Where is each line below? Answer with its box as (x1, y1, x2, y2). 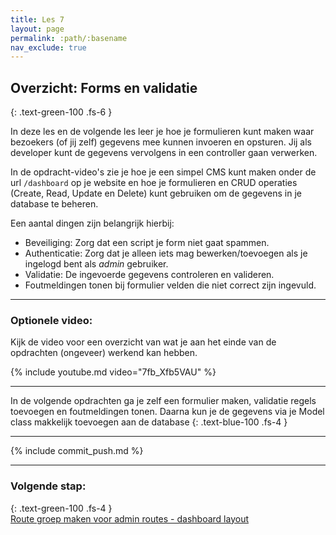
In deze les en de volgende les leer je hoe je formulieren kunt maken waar (10, 126, 315, 138)
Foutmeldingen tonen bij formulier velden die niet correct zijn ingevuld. (24, 279, 317, 291)
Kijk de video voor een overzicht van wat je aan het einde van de (10, 336, 277, 348)
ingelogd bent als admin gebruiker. (24, 258, 169, 270)
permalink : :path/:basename (10, 33, 128, 43)
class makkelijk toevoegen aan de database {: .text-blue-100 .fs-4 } (10, 416, 288, 428)
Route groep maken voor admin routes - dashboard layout (10, 512, 249, 525)
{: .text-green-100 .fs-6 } (10, 106, 113, 118)
